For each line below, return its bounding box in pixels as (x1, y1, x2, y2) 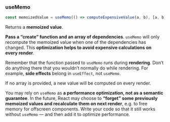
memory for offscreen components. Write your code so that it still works (5, 106, 156, 112)
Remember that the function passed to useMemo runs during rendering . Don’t (5, 59, 164, 66)
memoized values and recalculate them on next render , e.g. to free (5, 101, 148, 107)
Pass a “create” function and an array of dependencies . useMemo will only (5, 34, 160, 40)
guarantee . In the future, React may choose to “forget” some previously (5, 95, 158, 101)
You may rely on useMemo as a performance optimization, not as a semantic (5, 90, 163, 96)
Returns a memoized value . (5, 24, 63, 30)
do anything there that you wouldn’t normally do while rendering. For (5, 65, 148, 71)
